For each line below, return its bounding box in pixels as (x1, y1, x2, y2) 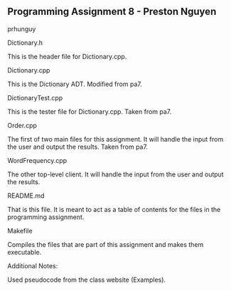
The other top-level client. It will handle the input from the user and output (7, 170, 224, 179)
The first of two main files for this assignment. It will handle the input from (7, 134, 224, 143)
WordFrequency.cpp (7, 156, 68, 164)
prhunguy (7, 24, 36, 33)
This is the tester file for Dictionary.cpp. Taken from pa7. (7, 107, 172, 116)
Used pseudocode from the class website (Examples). (7, 275, 166, 284)
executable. (7, 248, 42, 256)
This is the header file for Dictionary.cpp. (7, 52, 127, 60)
